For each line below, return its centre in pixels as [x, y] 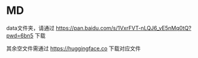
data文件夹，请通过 [30, 28]
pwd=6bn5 [20, 35]
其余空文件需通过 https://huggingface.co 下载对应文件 [74, 48]
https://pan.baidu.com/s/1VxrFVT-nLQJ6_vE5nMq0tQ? [124, 28]
